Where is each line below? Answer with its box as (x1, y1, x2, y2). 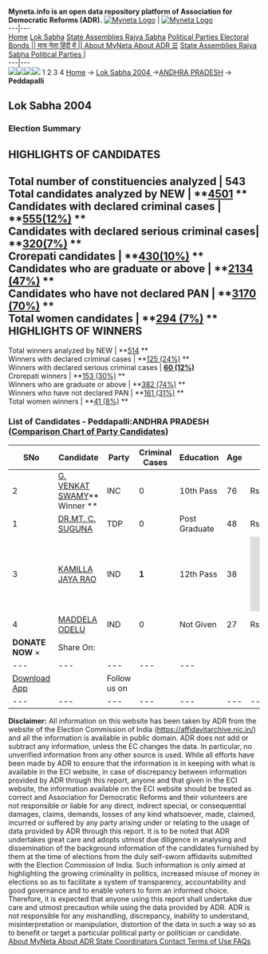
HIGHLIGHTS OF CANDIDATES (8, 148, 161, 161)
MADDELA (57, 613, 98, 625)
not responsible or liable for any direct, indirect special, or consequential (8, 801, 246, 810)
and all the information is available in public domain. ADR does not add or (8, 733, 249, 743)
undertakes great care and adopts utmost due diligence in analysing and (8, 834, 246, 844)
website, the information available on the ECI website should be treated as (8, 783, 252, 793)
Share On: (57, 641, 96, 652)
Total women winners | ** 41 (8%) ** (8, 396, 129, 406)
